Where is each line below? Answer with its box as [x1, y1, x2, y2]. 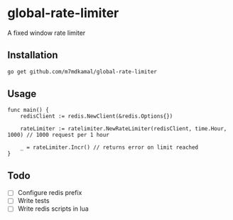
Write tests [17, 197, 50, 205]
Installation [7, 49, 58, 61]
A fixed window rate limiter [7, 28, 86, 37]
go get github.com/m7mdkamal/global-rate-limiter [7, 68, 158, 75]
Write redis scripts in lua [17, 204, 89, 213]
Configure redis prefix [17, 189, 82, 197]
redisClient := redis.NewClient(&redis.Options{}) [20, 112, 173, 120]
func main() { [7, 107, 50, 114]
